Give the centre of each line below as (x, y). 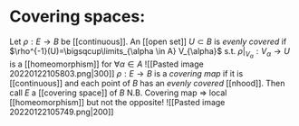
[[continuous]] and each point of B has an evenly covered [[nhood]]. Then (147, 84)
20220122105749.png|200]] (62, 112)
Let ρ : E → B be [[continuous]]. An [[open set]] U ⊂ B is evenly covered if (148, 41)
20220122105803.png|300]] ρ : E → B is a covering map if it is (126, 74)
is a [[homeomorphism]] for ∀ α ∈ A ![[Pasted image (106, 64)
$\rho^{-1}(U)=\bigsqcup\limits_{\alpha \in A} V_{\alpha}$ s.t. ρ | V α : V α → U (149, 53)
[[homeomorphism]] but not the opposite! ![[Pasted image (117, 103)
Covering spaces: (77, 17)
